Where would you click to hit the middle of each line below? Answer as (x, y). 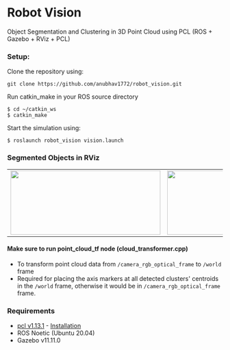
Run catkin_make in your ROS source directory (73, 97)
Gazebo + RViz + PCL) (39, 38)
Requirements (31, 311)
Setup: (18, 56)
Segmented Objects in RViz (53, 158)
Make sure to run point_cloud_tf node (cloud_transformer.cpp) (98, 249)
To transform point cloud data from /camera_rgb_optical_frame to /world (119, 264)
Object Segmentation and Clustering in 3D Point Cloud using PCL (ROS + (110, 32)
